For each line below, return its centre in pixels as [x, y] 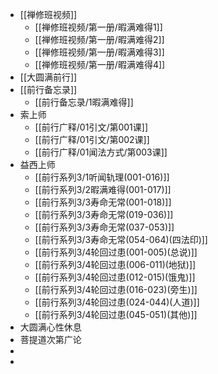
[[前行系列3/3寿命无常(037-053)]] [104, 227]
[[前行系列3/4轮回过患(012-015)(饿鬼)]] [115, 277]
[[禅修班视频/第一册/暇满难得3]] [99, 52]
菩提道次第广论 [50, 339]
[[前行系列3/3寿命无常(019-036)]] [104, 214]
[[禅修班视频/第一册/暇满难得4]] [100, 64]
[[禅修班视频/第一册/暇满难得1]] [98, 27]
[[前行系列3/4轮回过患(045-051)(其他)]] [116, 314]
